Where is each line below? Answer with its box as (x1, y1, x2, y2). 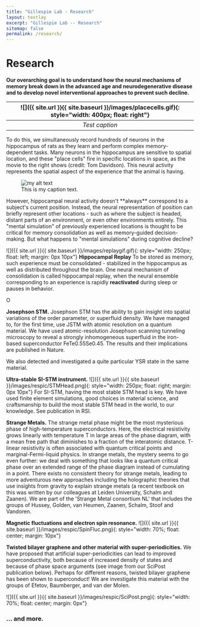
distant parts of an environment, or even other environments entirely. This (6, 216, 187, 224)
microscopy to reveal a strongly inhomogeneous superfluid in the (6, 334, 166, 341)
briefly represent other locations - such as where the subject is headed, (6, 210, 182, 217)
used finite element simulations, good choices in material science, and (6, 395, 179, 402)
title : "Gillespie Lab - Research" (6, 8, 95, 15)
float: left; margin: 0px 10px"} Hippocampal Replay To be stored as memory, (6, 253, 194, 260)
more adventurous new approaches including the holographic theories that (6, 476, 190, 484)
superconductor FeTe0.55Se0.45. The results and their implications (23, 340, 187, 347)
